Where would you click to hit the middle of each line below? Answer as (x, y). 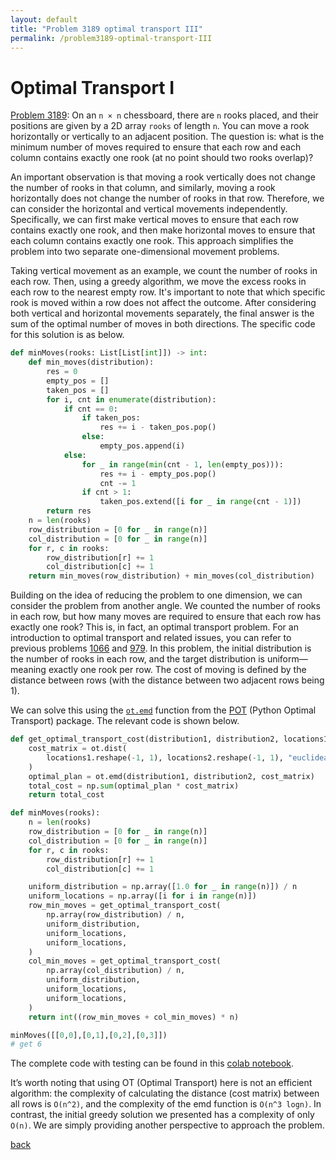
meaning (28, 670)
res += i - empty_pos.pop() (158, 474)
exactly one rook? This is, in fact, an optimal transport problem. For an (154, 627)
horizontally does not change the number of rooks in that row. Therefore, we (167, 198)
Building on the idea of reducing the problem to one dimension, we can (156, 595)
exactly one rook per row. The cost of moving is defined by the (177, 670)
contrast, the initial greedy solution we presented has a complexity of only (162, 1115)
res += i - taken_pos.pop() (158, 427)
